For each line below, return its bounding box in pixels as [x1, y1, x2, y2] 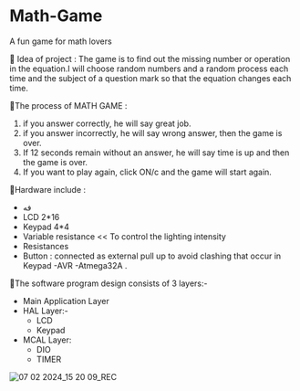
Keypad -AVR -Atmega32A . [22, 259, 128, 270]
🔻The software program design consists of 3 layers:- [9, 278, 208, 289]
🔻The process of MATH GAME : [9, 100, 128, 111]
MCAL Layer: [22, 334, 72, 345]
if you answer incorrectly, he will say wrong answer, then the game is [22, 127, 283, 138]
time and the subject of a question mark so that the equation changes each [9, 72, 292, 83]
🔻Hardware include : [9, 184, 87, 195]
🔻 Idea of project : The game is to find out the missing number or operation [9, 53, 291, 64]
